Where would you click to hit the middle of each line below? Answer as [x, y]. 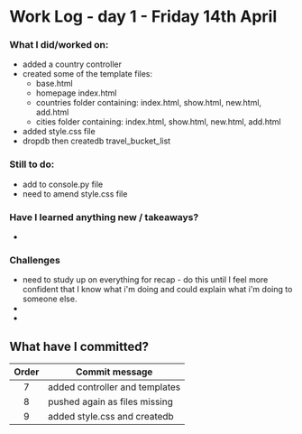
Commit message [114, 372]
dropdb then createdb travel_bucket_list [96, 141]
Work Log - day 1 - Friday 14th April [143, 17]
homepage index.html [76, 93]
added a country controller [72, 64]
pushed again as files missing [110, 402]
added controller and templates [114, 387]
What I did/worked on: [59, 45]
